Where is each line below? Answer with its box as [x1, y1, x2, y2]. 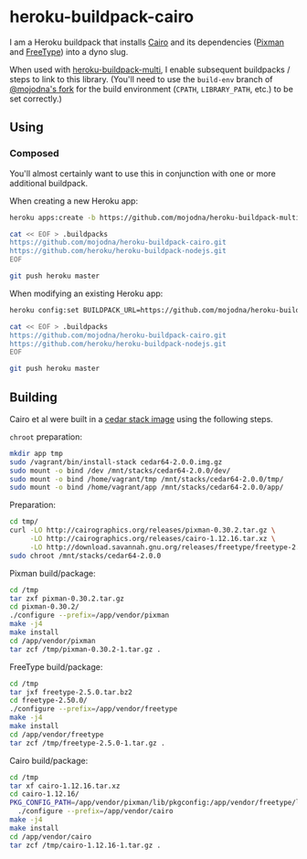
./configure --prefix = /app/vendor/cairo [17, 807, 174, 816]
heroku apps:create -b [9, 213, 96, 222]
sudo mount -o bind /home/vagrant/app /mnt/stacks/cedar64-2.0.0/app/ [9, 483, 284, 493]
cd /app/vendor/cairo [9, 832, 92, 842]
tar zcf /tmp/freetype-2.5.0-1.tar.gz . [9, 738, 166, 748]
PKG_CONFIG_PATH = [9, 798, 76, 808]
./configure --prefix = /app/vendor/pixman [9, 610, 170, 620]
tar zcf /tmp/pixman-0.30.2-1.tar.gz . [9, 644, 162, 654]
